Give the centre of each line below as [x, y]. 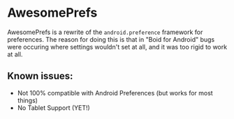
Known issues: [40, 76]
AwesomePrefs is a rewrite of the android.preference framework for [105, 32]
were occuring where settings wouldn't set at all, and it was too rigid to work [117, 47]
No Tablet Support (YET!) [54, 108]
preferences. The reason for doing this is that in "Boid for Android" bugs [111, 39]
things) [28, 100]
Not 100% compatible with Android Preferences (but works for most [115, 93]
